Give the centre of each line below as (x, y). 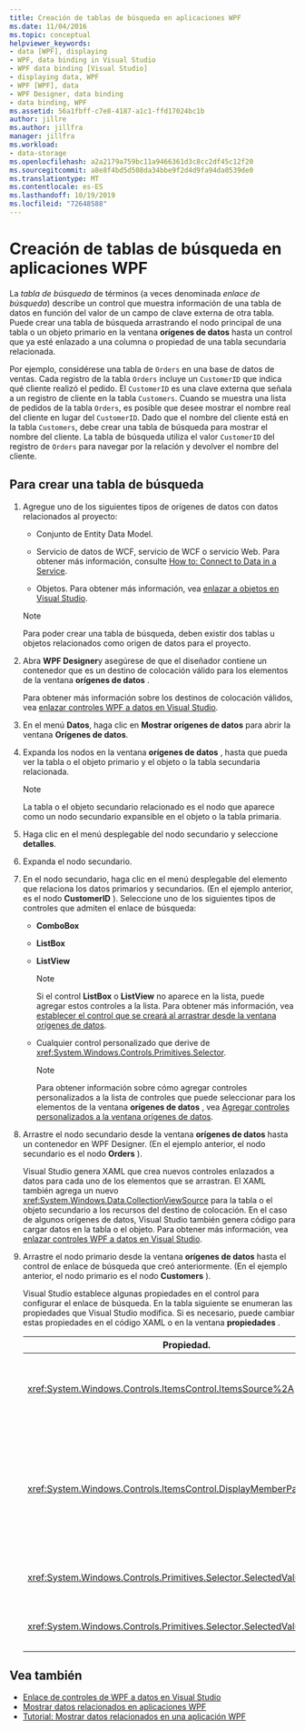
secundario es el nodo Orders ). (82, 1153)
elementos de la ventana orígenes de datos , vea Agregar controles (163, 1107)
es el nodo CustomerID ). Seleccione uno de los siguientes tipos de (149, 898)
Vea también (46, 1676)
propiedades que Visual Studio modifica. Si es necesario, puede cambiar (158, 1313)
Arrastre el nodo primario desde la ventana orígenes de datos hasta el (154, 1256)
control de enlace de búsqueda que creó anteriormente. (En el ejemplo (155, 1266)
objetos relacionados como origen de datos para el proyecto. (137, 643)
